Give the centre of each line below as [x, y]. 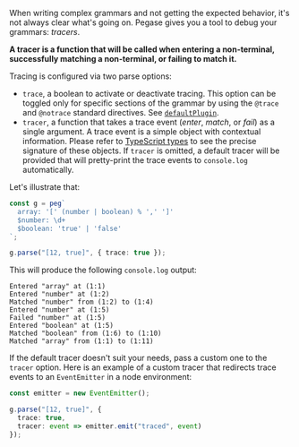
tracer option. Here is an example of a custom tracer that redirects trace [143, 367]
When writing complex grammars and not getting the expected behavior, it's [149, 13]
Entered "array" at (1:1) [57, 287]
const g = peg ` [38, 203]
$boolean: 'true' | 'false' [70, 228]
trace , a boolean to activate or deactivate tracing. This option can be [149, 94]
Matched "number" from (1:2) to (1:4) [81, 302]
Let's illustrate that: [45, 187]
